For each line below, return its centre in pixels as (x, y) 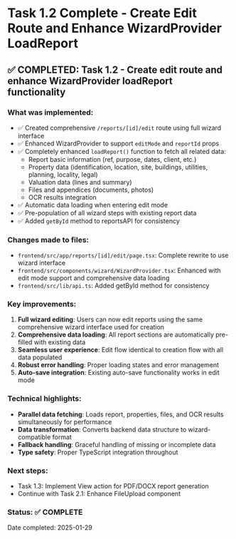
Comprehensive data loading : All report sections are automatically (116, 335)
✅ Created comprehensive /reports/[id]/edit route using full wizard (119, 128)
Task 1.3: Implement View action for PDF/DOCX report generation (113, 486)
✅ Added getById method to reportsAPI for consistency (98, 221)
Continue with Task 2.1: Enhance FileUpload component (99, 494)
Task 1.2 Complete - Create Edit (102, 13)
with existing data (60, 342)
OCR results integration (63, 197)
